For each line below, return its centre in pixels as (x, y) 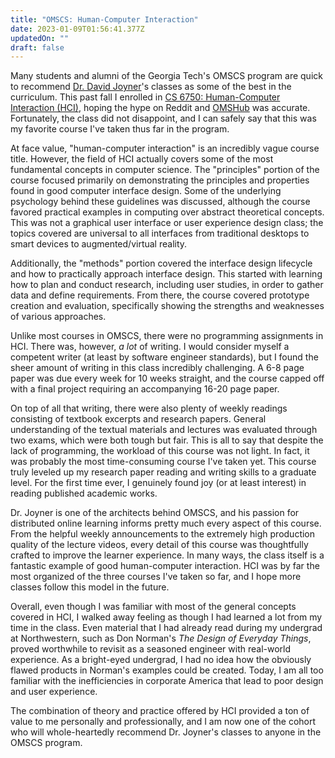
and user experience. (54, 692)
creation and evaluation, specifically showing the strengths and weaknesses (167, 306)
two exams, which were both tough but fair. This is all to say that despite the (167, 440)
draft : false (37, 47)
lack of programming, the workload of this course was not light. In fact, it (160, 451)
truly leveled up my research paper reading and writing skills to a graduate (163, 472)
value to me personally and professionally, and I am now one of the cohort (163, 722)
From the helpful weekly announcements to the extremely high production (163, 534)
